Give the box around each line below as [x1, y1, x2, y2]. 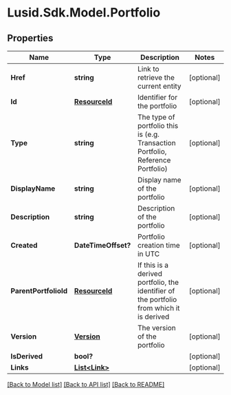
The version [137, 323, 177, 332]
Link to [137, 64, 159, 74]
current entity [137, 81, 181, 91]
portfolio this [137, 121, 179, 130]
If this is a [137, 260, 168, 270]
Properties [7, 32, 54, 44]
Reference [137, 156, 171, 164]
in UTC [137, 249, 160, 259]
